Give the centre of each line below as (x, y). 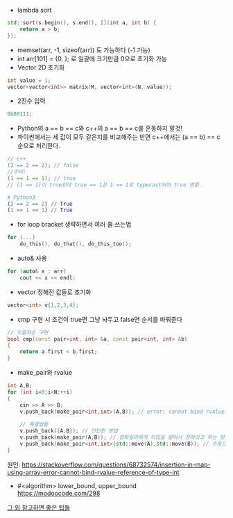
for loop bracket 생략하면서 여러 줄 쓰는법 (74, 225)
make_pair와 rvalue (45, 372)
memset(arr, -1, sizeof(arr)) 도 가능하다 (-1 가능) (84, 50)
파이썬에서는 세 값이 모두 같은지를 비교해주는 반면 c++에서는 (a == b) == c (119, 137)
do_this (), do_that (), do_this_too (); (76, 244)
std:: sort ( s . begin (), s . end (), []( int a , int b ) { (82, 23)
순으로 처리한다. (38, 146)
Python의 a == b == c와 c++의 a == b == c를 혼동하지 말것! (100, 129)
